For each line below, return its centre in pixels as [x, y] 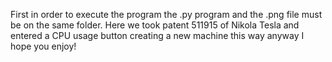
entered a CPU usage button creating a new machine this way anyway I [157, 35]
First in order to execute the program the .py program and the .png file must [166, 14]
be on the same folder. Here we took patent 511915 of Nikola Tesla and [155, 25]
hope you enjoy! [43, 46]
